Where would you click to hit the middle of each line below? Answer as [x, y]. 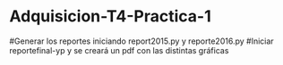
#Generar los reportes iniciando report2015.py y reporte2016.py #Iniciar [142, 41]
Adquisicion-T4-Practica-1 [111, 16]
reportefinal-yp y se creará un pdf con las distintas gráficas [119, 50]
